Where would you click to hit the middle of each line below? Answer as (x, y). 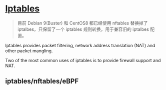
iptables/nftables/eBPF (42, 81)
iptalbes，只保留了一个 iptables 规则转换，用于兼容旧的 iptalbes (83, 29)
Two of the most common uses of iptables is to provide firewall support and (83, 60)
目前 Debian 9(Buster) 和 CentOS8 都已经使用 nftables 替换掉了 (82, 23)
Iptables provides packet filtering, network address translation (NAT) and (80, 45)
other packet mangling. (29, 51)
